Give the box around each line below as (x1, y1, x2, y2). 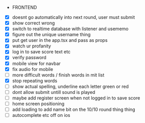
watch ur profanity (12, 43, 52, 49)
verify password (12, 55, 46, 61)
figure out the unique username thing (12, 32, 91, 38)
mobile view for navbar (12, 60, 61, 66)
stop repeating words (12, 78, 57, 84)
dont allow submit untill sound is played (12, 89, 95, 95)
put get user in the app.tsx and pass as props (12, 37, 108, 43)
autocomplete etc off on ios (12, 112, 70, 118)
